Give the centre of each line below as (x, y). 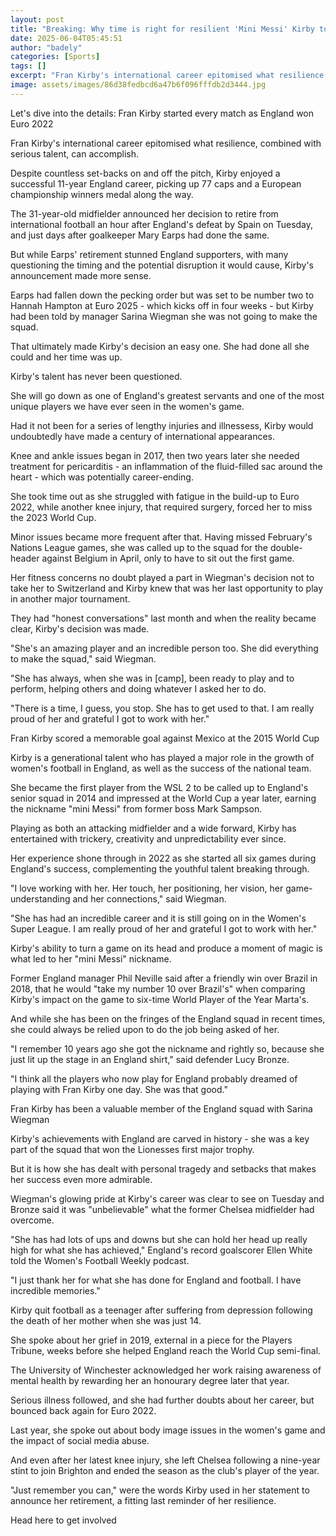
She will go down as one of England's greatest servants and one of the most (167, 395)
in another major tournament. (70, 598)
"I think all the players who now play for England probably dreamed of (154, 1078)
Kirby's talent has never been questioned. (96, 376)
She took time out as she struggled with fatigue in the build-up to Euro (155, 496)
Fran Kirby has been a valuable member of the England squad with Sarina (161, 1108)
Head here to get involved (63, 1520)
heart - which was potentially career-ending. (102, 477)
